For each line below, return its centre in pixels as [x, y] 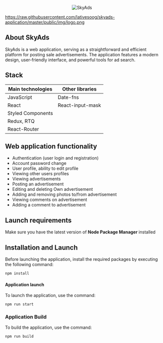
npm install [17, 274]
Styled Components [30, 113]
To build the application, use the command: [49, 327]
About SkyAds [27, 37]
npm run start [20, 304]
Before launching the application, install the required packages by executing [81, 259]
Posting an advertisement [38, 184]
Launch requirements [38, 220]
